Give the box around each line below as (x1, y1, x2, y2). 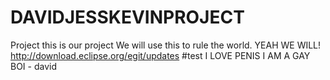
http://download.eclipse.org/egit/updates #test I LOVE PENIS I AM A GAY (10, 49, 311, 61)
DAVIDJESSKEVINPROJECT (10, 6, 245, 29)
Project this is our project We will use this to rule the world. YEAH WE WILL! (10, 39, 322, 51)
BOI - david (10, 60, 57, 72)
